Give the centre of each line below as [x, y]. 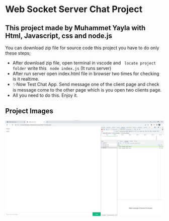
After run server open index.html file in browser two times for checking [86, 73]
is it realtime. [26, 79]
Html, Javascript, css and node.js [59, 35]
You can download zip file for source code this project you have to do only [82, 48]
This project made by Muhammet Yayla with [75, 28]
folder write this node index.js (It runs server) [62, 68]
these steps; [18, 53]
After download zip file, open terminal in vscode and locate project [84, 63]
